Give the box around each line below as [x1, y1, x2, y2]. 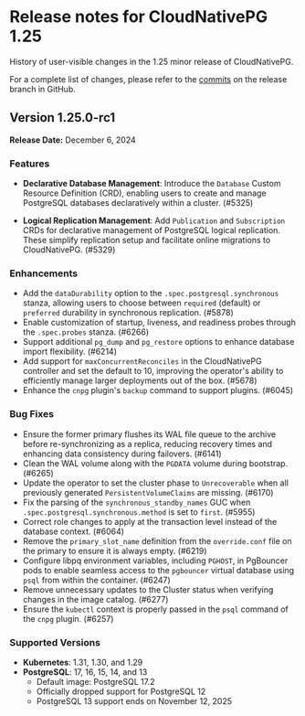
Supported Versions [9, 636, 100, 648]
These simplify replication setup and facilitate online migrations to [22, 235, 271, 246]
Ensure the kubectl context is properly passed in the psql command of [22, 604, 289, 614]
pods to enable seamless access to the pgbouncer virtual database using [22, 564, 295, 575]
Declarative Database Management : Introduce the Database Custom [22, 178, 281, 189]
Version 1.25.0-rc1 [9, 110, 116, 125]
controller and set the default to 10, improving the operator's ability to [22, 366, 284, 377]
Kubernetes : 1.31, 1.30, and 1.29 [22, 657, 143, 668]
